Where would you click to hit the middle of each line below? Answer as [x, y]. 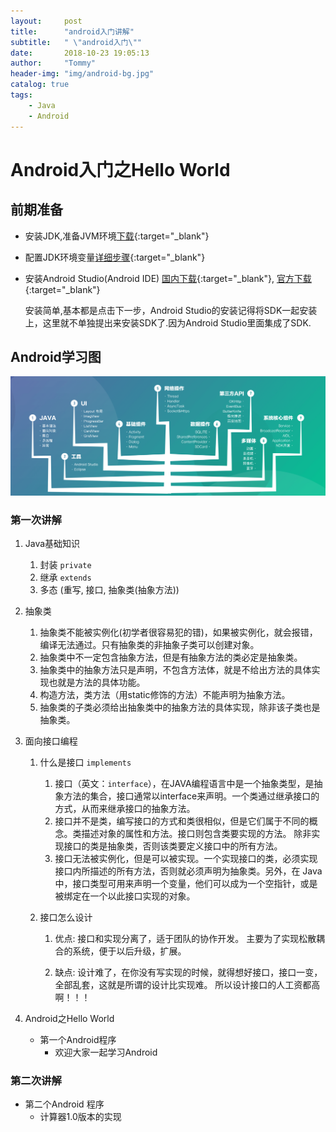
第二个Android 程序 [64, 1104]
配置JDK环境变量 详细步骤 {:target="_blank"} [115, 257]
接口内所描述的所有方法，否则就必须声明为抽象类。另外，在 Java [188, 871]
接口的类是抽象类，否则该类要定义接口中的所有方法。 [173, 846]
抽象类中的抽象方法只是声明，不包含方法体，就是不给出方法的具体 [175, 670]
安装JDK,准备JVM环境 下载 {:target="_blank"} [117, 236]
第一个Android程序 [78, 1040]
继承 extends [65, 577]
